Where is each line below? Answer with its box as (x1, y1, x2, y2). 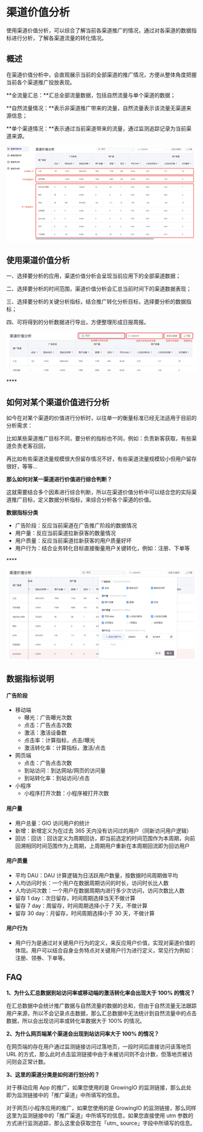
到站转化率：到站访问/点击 (24, 774, 90, 782)
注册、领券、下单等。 (14, 954, 68, 961)
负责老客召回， (11, 442, 49, 450)
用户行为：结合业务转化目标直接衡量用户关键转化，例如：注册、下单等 (14, 545, 190, 552)
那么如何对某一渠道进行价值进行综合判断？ (6, 476, 112, 483)
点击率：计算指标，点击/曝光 (24, 737, 95, 744)
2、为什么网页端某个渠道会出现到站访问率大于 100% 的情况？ (6, 1030, 159, 1037)
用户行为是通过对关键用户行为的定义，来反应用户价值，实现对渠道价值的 (14, 939, 195, 946)
